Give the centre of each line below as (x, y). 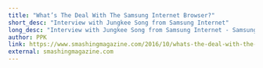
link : (17, 45)
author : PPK (27, 37)
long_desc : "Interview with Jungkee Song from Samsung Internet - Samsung (133, 30)
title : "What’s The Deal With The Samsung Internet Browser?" (112, 15)
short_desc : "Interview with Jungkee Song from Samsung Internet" (119, 23)
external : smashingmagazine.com (61, 52)
